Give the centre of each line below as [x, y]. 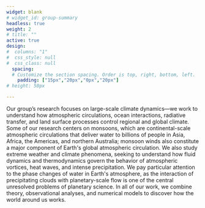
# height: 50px [26, 86]
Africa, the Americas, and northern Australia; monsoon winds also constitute [102, 141]
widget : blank [24, 12]
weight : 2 [19, 29]
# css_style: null [31, 58]
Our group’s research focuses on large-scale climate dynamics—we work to [102, 109]
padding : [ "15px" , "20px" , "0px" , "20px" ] [68, 80]
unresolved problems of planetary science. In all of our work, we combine [99, 187]
